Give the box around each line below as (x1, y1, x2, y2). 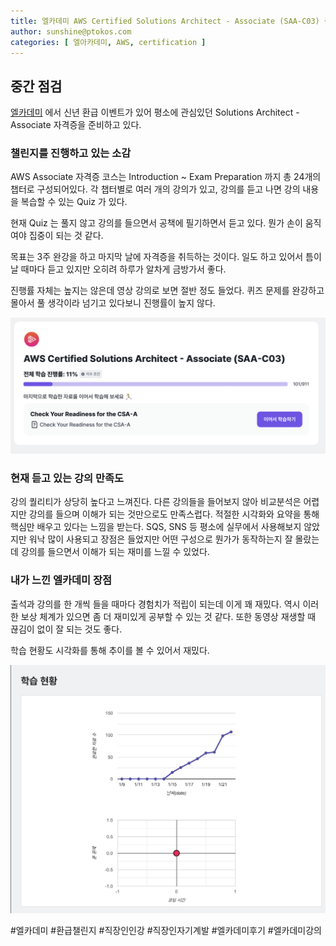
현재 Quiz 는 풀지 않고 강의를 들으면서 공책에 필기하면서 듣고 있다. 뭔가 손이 (10, 217, 303, 229)
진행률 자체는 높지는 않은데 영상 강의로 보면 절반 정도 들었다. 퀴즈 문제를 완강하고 (10, 285, 325, 297)
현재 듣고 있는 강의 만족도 (10, 471, 125, 485)
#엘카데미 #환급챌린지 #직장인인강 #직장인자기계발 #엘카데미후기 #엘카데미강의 (10, 924, 322, 936)
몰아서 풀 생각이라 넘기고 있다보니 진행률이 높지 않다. (10, 297, 216, 309)
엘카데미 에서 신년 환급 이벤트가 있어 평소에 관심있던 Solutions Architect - (10, 106, 300, 119)
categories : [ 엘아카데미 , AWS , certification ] (10, 37, 207, 47)
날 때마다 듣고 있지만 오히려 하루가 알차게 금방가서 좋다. (10, 263, 227, 275)
